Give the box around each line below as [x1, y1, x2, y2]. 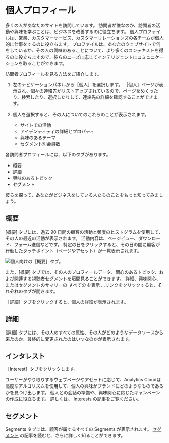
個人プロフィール [5, 5, 76, 16]
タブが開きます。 [22, 288, 58, 294]
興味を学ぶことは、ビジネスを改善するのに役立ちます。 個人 [14, 28, 139, 34]
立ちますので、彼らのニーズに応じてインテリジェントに [22, 53, 138, 60]
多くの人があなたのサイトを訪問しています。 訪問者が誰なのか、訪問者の [5, 22, 156, 28]
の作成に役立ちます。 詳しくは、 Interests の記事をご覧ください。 [5, 396, 142, 402]
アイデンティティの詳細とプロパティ [20, 128, 95, 134]
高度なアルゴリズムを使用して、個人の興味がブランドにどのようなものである [5, 383, 164, 389]
